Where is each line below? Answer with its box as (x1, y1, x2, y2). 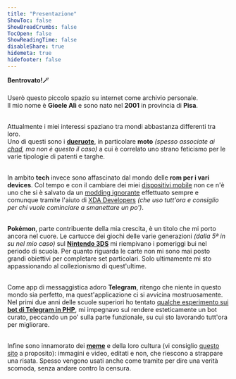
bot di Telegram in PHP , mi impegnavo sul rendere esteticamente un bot (7, 305, 217, 313)
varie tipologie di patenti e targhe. (7, 152, 106, 161)
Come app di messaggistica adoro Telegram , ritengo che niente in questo (7, 282, 222, 291)
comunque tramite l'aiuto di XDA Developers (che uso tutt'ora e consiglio (7, 195, 220, 204)
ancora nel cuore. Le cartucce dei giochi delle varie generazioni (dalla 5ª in (7, 232, 225, 240)
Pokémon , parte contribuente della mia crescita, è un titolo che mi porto (7, 224, 216, 232)
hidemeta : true (7, 50, 52, 57)
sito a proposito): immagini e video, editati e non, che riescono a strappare (7, 349, 223, 357)
